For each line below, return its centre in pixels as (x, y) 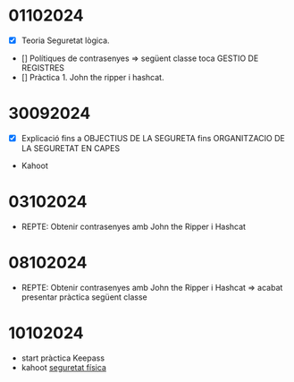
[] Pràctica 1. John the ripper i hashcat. (92, 77)
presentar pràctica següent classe (84, 297)
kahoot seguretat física (63, 367)
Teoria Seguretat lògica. (65, 40)
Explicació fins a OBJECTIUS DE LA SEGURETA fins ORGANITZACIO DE (153, 138)
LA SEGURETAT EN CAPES (71, 148)
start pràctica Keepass (63, 358)
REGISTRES (42, 68)
